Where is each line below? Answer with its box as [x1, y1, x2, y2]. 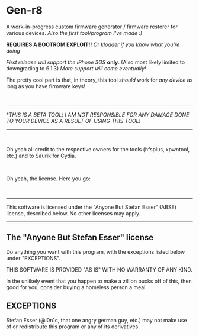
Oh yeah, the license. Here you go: [6, 175, 91, 182]
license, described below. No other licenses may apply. [6, 209, 141, 217]
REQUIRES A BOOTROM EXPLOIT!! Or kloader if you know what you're [6, 41, 180, 48]
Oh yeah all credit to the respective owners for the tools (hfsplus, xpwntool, [6, 146, 190, 153]
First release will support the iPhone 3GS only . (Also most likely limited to [6, 59, 185, 66]
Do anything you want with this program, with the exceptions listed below [6, 248, 185, 255]
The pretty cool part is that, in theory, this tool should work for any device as [6, 76, 193, 83]
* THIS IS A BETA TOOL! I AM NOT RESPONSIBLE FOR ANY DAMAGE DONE [6, 111, 190, 118]
